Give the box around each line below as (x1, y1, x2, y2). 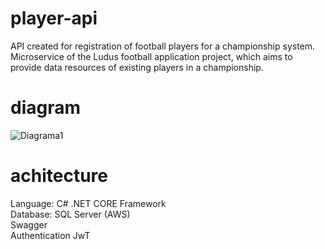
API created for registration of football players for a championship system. (10, 40, 316, 52)
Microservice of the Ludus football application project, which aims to (10, 50, 293, 62)
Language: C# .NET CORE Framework (10, 197, 167, 209)
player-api (10, 7, 98, 30)
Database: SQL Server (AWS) (10, 208, 131, 220)
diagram (10, 97, 82, 119)
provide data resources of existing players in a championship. (10, 61, 264, 73)
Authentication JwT (10, 229, 91, 241)
